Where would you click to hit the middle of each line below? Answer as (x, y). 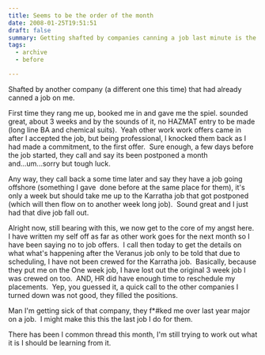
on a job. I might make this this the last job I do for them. (100, 319)
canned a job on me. (42, 97)
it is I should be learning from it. (60, 342)
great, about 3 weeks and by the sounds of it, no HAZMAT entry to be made (132, 121)
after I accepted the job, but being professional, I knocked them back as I (127, 138)
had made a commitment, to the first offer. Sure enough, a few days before (131, 147)
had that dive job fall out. (49, 212)
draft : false (30, 30)
